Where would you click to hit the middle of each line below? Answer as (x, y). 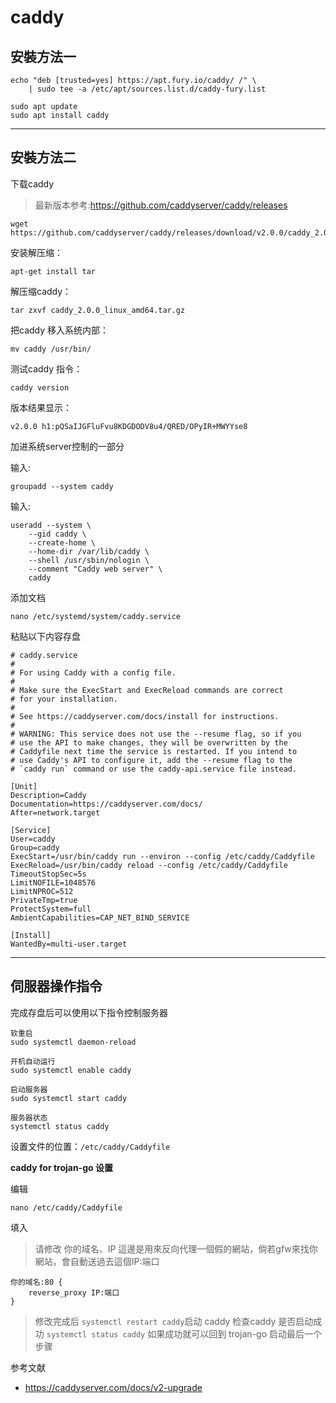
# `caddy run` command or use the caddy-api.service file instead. (154, 769)
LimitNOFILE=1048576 (53, 882)
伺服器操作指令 (56, 986)
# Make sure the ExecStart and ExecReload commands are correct (147, 690)
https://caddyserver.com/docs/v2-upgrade (113, 1387)
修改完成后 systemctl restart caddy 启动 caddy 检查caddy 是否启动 (174, 1321)
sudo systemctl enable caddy (71, 1070)
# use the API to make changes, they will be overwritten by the (149, 742)
